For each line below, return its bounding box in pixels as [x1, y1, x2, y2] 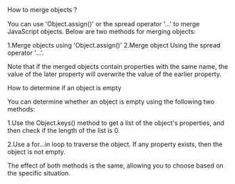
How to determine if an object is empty [7, 84, 122, 92]
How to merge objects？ [7, 6, 79, 13]
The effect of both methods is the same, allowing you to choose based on [7, 161, 224, 170]
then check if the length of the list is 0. [7, 126, 120, 134]
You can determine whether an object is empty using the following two [7, 97, 215, 106]
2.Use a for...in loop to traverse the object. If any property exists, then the [7, 140, 223, 148]
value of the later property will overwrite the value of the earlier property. [7, 70, 222, 78]
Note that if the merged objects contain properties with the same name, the [7, 63, 229, 70]
